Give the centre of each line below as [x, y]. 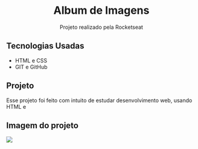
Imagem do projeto [42, 125]
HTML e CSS [31, 60]
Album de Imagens [101, 11]
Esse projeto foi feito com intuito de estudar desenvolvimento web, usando [99, 100]
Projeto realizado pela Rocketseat [101, 27]
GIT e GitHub [31, 67]
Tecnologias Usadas [45, 46]
